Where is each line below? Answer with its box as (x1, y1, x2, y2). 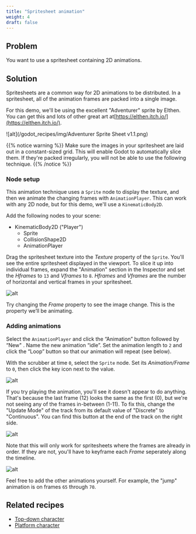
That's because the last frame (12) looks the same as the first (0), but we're (6, 394, 188, 401)
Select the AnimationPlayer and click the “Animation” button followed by (6, 335, 180, 343)
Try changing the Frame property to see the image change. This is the (6, 301, 175, 308)
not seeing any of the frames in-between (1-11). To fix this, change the (6, 400, 175, 408)
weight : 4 (6, 14, 30, 20)
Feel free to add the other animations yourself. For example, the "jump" (6, 477, 177, 484)
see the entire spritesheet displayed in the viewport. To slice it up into (6, 260, 174, 267)
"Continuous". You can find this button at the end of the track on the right (6, 413, 183, 420)
